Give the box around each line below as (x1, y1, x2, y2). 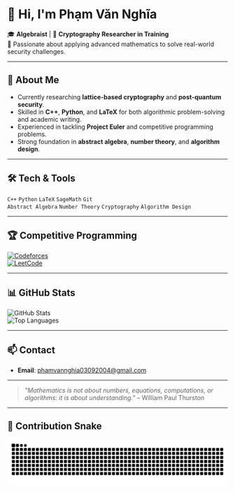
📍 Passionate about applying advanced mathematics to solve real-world (7, 40, 215, 48)
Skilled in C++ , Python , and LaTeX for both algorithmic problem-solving (17, 108, 225, 116)
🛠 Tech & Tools (7, 173, 76, 185)
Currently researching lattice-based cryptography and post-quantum (17, 92, 222, 101)
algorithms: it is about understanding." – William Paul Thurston (24, 394, 205, 401)
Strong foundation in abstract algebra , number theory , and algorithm (17, 137, 220, 145)
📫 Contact (7, 344, 56, 356)
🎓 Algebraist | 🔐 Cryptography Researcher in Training (7, 29, 169, 38)
